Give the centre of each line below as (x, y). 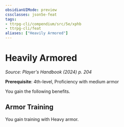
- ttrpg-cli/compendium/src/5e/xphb (43, 24)
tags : (11, 19)
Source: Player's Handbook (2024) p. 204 (48, 72)
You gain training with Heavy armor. (42, 119)
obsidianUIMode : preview (31, 10)
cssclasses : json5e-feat (31, 15)
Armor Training (29, 107)
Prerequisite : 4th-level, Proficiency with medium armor (62, 81)
